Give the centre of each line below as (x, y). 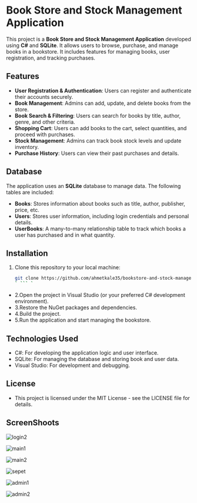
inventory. (27, 147)
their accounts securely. (44, 97)
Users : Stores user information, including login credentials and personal (102, 216)
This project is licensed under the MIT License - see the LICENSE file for (102, 398)
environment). (31, 302)
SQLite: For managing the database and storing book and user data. (97, 359)
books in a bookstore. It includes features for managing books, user (88, 51)
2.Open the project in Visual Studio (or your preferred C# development (100, 295)
